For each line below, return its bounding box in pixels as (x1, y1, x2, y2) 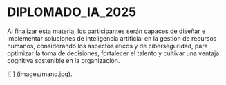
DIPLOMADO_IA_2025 (7, 4, 137, 20)
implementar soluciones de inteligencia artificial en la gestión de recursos (7, 34, 217, 42)
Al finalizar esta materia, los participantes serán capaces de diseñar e (7, 27, 206, 35)
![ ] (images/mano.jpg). (7, 70, 73, 78)
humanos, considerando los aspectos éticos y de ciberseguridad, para (7, 41, 209, 50)
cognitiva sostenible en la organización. (7, 56, 120, 64)
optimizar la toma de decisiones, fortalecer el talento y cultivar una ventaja (7, 49, 220, 57)
